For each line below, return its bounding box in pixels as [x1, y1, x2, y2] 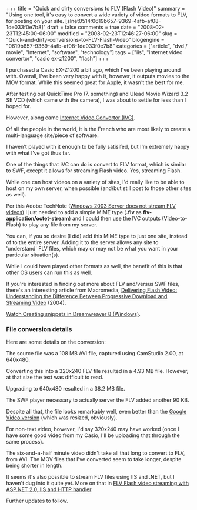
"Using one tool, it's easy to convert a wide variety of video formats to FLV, [6, 11, 188, 18]
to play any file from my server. [22, 221, 98, 228]
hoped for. [6, 103, 31, 109]
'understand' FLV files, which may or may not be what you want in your [6, 245, 178, 252]
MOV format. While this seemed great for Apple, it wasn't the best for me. [6, 79, 185, 86]
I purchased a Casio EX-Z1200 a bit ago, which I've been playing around [6, 66, 181, 73]
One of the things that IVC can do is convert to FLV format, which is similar [6, 161, 187, 168]
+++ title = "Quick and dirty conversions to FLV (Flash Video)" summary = [6, 5, 185, 12]
